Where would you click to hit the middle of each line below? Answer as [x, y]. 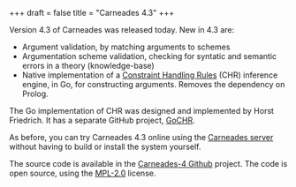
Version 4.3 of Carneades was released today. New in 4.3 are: [122, 30]
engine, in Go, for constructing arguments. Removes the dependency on [153, 84]
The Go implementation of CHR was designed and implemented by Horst [141, 111]
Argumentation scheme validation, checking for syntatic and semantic [149, 56]
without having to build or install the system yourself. [105, 146]
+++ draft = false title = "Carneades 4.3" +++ [92, 13]
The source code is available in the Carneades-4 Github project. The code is [148, 164]
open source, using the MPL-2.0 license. [83, 173]
